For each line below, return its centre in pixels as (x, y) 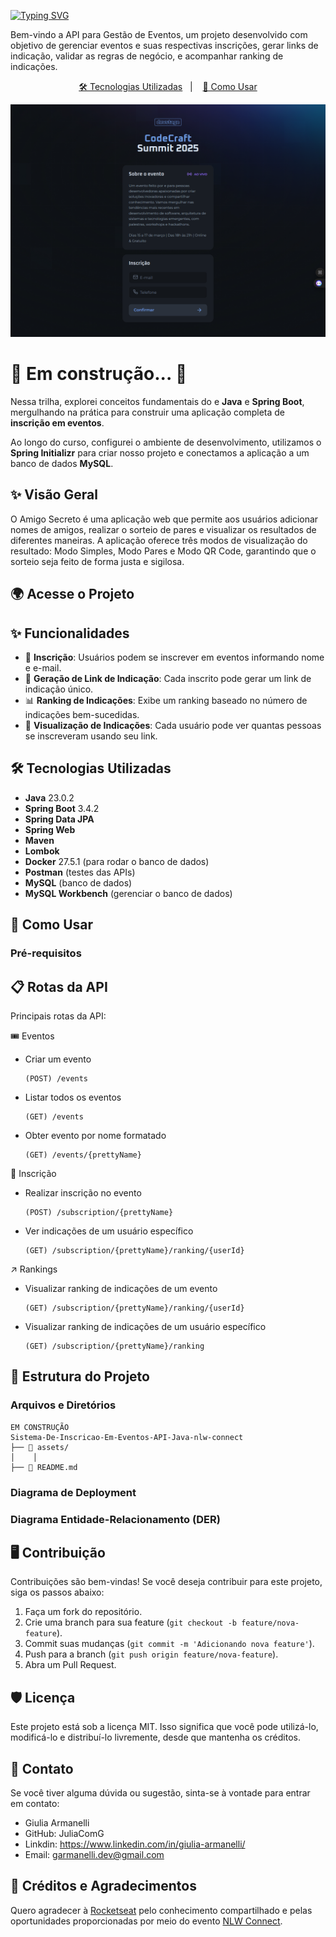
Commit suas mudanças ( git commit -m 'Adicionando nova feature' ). (169, 1644)
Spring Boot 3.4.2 (62, 808)
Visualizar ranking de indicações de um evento (121, 1288)
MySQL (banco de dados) (78, 882)
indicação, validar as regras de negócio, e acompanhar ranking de (147, 56)
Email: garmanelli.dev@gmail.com (94, 1854)
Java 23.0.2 (49, 797)
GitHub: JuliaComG (64, 1833)
